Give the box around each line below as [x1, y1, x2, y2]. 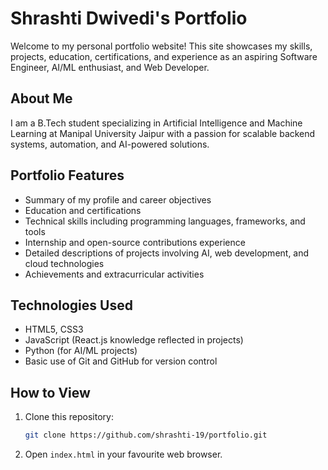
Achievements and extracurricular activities [24, 268, 205, 280]
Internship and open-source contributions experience [24, 236, 246, 248]
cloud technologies [24, 257, 105, 269]
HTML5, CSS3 [24, 323, 84, 336]
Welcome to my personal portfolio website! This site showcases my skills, [10, 40, 313, 52]
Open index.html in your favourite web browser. [24, 448, 223, 461]
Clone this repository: [24, 411, 114, 423]
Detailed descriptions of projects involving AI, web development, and [24, 247, 310, 259]
